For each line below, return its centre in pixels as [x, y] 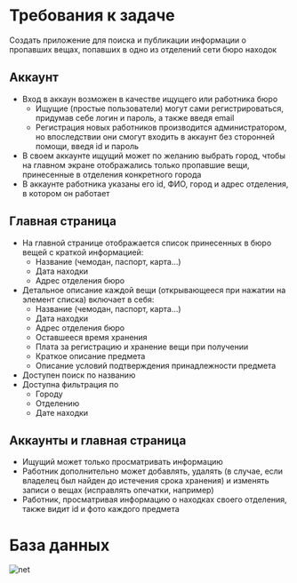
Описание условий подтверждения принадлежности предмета [156, 365]
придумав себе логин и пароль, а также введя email [135, 117]
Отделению [57, 403]
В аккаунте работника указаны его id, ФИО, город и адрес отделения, [155, 184]
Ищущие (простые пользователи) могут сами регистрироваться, [160, 108]
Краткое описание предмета [90, 355]
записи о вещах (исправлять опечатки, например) [118, 491]
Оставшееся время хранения [92, 337]
